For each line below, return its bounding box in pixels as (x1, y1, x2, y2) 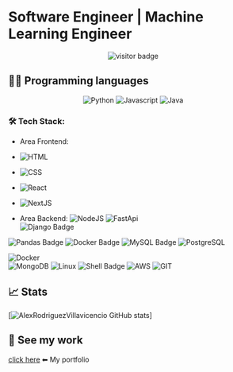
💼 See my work (8, 334, 83, 347)
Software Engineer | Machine (8, 8, 204, 26)
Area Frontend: (19, 137, 69, 146)
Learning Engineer (8, 25, 132, 43)
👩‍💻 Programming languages (8, 74, 149, 87)
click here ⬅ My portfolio (8, 355, 90, 364)
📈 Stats (8, 285, 48, 299)
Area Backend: (19, 214, 69, 223)
